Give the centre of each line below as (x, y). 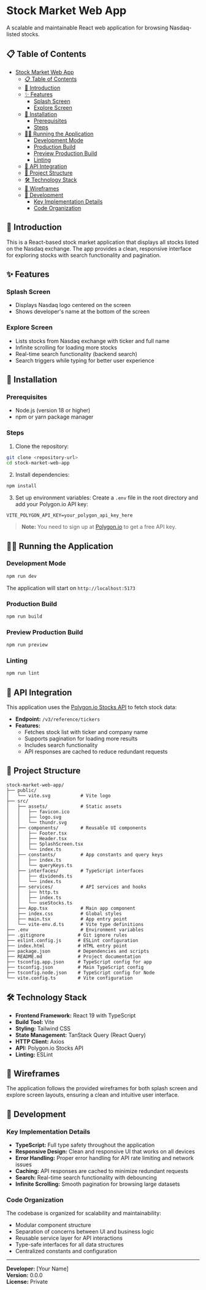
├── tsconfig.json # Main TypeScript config (75, 967)
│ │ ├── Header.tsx (37, 838)
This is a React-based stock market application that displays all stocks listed (103, 242)
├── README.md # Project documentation (74, 957)
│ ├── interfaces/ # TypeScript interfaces (75, 871)
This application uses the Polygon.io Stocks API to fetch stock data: (92, 707)
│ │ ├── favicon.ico (38, 812)
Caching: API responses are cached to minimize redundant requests (102, 1171)
